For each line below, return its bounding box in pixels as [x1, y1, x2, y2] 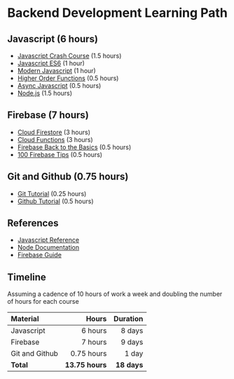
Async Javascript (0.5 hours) [17, 82, 102, 89]
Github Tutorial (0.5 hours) [17, 197, 94, 205]
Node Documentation [17, 243, 80, 252]
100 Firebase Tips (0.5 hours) [17, 150, 103, 159]
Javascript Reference [17, 236, 79, 244]
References [7, 217, 59, 229]
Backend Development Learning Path [7, 5, 228, 21]
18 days [115, 360, 144, 370]
